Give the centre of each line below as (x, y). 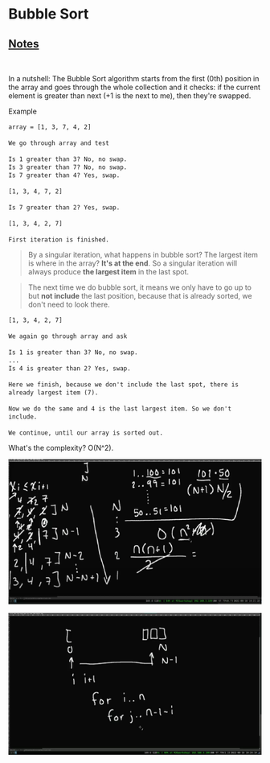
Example (23, 111)
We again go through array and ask (68, 336)
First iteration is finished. (59, 240)
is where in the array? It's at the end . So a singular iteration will (133, 263)
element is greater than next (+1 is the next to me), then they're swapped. (130, 96)
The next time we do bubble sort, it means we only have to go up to (139, 287)
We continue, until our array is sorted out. (86, 433)
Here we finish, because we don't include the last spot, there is (124, 385)
